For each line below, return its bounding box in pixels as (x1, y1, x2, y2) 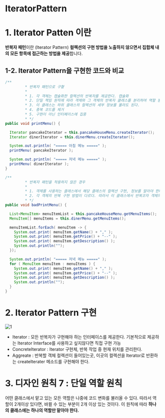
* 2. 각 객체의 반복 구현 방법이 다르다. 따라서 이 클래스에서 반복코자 (25, 193, 149, 198)
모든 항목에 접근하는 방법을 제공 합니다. (10, 50, 83, 57)
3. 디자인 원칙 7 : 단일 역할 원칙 (5, 378, 123, 389)
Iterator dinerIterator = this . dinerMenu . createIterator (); (9, 134, 135, 140)
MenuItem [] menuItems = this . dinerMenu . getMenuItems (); (9, 216, 126, 221)
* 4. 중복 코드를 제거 (25, 107, 64, 113)
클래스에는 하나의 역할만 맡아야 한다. (10, 407, 80, 413)
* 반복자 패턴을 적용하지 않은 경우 (25, 180, 85, 185)
